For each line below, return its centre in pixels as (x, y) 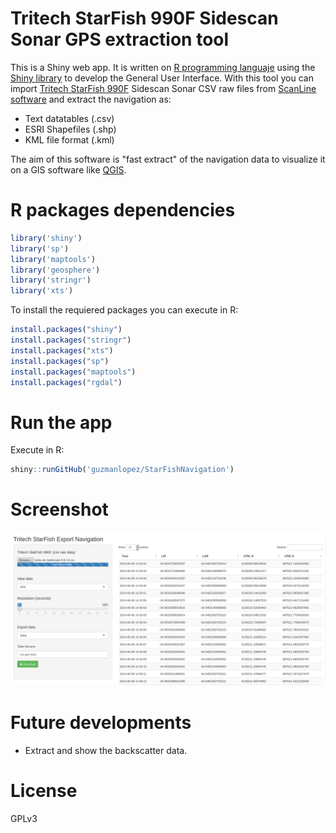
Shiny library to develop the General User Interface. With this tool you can (162, 78)
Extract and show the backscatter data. (106, 751)
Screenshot (59, 509)
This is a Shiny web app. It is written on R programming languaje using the (163, 67)
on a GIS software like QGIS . (68, 169)
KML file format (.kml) (69, 139)
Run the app (61, 422)
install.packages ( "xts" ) (62, 350)
